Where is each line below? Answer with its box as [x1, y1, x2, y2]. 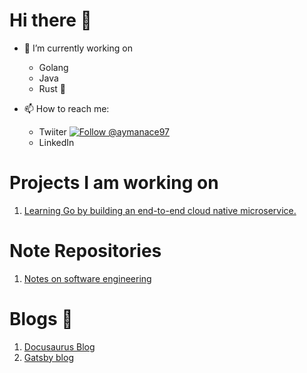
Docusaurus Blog [23, 340, 96, 353]
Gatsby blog [23, 351, 74, 363]
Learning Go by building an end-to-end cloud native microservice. [23, 204, 297, 216]
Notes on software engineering [23, 272, 152, 284]
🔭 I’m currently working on [23, 42, 133, 54]
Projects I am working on [9, 172, 219, 194]
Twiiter [38, 125, 67, 138]
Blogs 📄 [9, 308, 74, 330]
